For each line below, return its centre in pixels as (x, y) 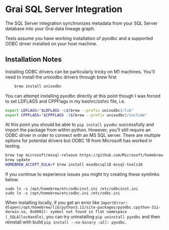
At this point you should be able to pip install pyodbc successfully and (80, 125)
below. (12, 179)
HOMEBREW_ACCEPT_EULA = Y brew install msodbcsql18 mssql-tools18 (74, 165)
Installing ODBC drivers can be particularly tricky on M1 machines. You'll (80, 71)
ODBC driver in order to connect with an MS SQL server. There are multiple (83, 135)
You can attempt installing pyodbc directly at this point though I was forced (83, 96)
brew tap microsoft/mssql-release (41, 155)
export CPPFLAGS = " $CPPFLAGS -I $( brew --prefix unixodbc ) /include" (76, 115)
